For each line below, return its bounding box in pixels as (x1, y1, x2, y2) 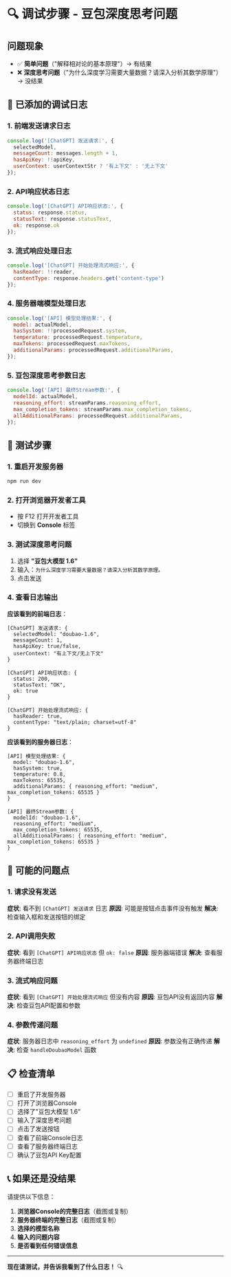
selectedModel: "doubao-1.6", (13, 631, 100, 637)
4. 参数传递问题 (7, 1020, 58, 1030)
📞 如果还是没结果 (7, 1173, 76, 1185)
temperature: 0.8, (13, 771, 67, 778)
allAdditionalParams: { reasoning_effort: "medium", (13, 832, 168, 839)
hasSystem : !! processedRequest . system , (13, 327, 128, 334)
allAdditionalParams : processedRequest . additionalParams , (13, 412, 184, 419)
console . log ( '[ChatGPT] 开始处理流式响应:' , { (7, 262, 135, 269)
